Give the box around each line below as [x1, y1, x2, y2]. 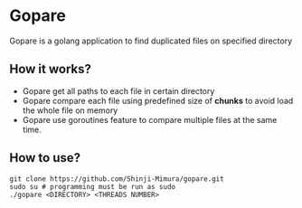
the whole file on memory [22, 105, 118, 116]
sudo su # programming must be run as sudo [9, 182, 176, 191]
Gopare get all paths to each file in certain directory [22, 85, 215, 96]
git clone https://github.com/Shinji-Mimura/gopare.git [9, 174, 224, 184]
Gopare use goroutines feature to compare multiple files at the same [22, 114, 278, 125]
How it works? [9, 61, 92, 77]
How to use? [9, 150, 81, 165]
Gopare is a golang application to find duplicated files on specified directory [9, 35, 293, 46]
